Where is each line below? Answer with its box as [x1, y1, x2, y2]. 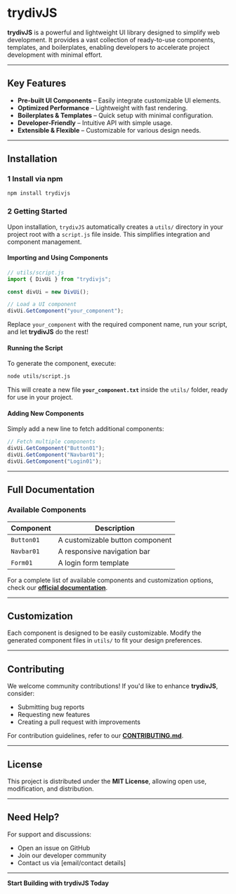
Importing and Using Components [7, 254, 109, 262]
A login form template [58, 558, 129, 567]
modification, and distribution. [7, 784, 94, 793]
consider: [7, 690, 35, 698]
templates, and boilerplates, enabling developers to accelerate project [7, 43, 210, 51]
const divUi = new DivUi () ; [7, 288, 90, 296]
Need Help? [7, 811, 60, 823]
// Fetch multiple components [7, 438, 96, 445]
